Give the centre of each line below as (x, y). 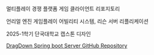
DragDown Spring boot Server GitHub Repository (67, 46)
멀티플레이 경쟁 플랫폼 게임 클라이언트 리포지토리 (63, 9)
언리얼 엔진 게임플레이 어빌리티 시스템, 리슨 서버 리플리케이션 (77, 21)
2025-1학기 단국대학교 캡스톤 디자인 (49, 34)
